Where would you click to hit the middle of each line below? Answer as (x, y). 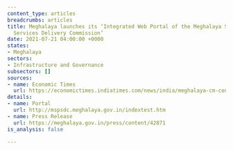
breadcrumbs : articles (40, 20)
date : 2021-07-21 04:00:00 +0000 (55, 39)
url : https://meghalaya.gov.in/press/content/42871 (90, 123)
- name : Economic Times (42, 84)
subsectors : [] (29, 71)
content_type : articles (42, 13)
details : (20, 97)
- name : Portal (29, 104)
